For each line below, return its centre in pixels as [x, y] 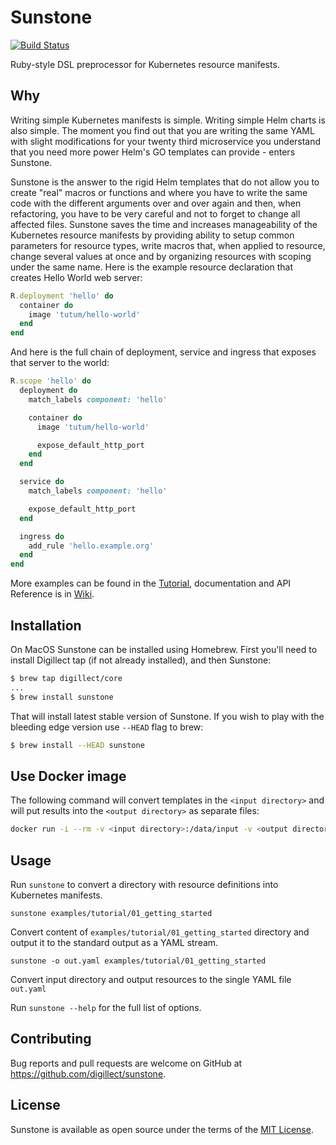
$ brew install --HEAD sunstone [77, 745]
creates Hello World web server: [76, 277]
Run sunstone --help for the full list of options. [106, 1007]
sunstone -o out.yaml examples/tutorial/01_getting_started [138, 961]
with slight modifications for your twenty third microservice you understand [166, 141]
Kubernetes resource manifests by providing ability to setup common [152, 235]
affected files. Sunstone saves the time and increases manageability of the [164, 224]
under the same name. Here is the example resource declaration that [152, 267]
